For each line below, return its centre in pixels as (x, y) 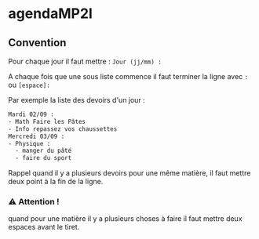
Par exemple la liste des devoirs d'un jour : (77, 100)
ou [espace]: (29, 85)
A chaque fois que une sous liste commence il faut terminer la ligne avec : (128, 76)
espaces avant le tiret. (44, 227)
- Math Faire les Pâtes (47, 121)
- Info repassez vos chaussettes (63, 129)
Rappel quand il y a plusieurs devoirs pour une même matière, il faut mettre (129, 173)
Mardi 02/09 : (31, 114)
